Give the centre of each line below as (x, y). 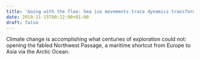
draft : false (22, 22)
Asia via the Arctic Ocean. (38, 52)
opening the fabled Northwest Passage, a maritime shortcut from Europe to (99, 45)
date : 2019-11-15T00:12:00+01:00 (48, 17)
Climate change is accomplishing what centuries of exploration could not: (96, 39)
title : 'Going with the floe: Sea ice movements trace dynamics (87, 11)
